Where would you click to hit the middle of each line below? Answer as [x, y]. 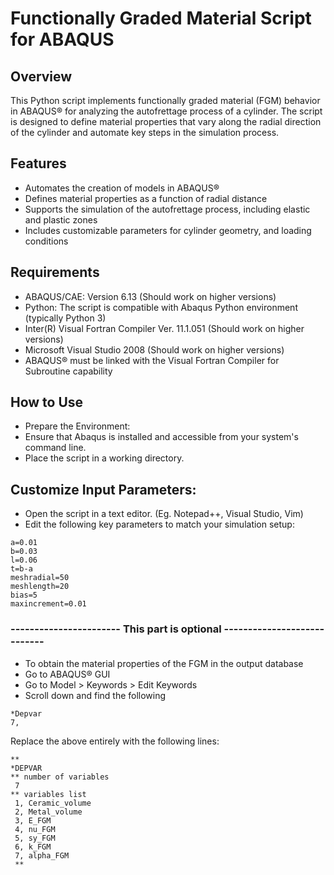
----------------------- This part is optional [116, 629]
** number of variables [60, 777]
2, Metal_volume [48, 812]
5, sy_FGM [35, 838]
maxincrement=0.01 [48, 604]
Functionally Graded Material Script [161, 18]
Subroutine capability [68, 371]
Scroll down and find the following [95, 695]
